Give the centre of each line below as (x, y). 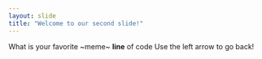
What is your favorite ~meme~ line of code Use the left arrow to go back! (131, 46)
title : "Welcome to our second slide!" (76, 23)
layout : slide (33, 16)
